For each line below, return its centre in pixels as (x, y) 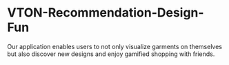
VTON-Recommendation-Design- (106, 13)
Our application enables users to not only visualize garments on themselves (115, 46)
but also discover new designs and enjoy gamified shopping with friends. (111, 54)
